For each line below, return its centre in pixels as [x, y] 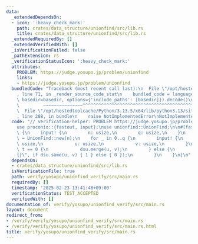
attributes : [26, 67]
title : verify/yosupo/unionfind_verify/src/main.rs [71, 232]
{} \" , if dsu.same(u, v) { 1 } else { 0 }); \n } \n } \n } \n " [104, 155]
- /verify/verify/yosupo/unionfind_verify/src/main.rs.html [82, 226]
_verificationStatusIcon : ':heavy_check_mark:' [71, 61]
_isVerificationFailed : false [48, 50]
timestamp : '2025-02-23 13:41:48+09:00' [62, 188]
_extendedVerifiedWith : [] [44, 45]
